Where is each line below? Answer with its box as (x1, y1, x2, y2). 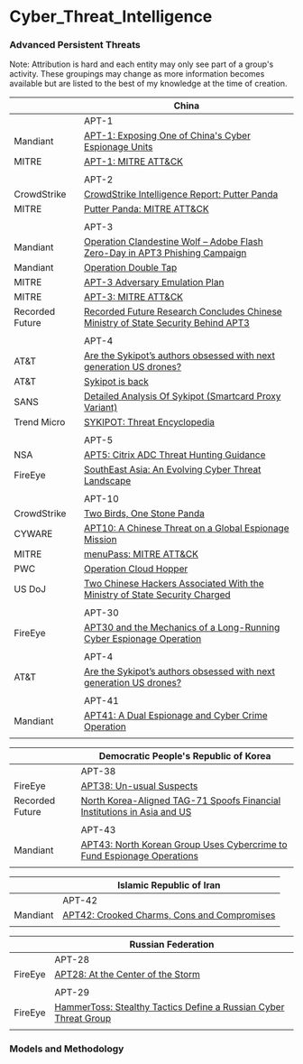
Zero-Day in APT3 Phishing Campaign (84, 246, 247, 259)
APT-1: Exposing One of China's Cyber (84, 129, 251, 142)
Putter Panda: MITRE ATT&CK (84, 203, 209, 216)
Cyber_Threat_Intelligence (9, 6, 213, 27)
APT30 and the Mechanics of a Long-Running (84, 621, 280, 634)
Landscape (84, 475, 132, 487)
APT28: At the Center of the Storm (54, 968, 201, 981)
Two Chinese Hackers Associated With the (84, 578, 264, 590)
